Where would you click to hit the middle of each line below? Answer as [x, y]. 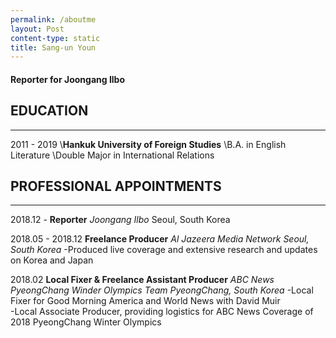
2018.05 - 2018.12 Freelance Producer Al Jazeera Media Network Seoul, [160, 239]
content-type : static [55, 38]
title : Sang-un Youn [53, 47]
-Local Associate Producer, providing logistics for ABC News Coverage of [162, 312]
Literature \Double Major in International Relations [112, 155]
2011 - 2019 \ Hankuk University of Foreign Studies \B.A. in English [148, 144]
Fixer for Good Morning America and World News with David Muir [145, 301]
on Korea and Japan [52, 260]
